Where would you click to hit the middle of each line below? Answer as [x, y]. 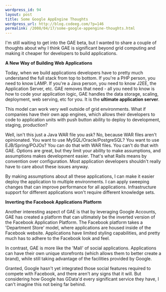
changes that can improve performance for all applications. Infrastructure [81, 187]
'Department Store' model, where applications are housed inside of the [78, 228]
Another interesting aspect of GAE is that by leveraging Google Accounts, [81, 212]
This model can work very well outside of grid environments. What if [75, 109]
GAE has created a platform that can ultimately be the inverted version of [80, 217]
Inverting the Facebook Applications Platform [53, 202]
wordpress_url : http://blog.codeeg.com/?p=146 [54, 24]
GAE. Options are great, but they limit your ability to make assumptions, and [83, 151]
